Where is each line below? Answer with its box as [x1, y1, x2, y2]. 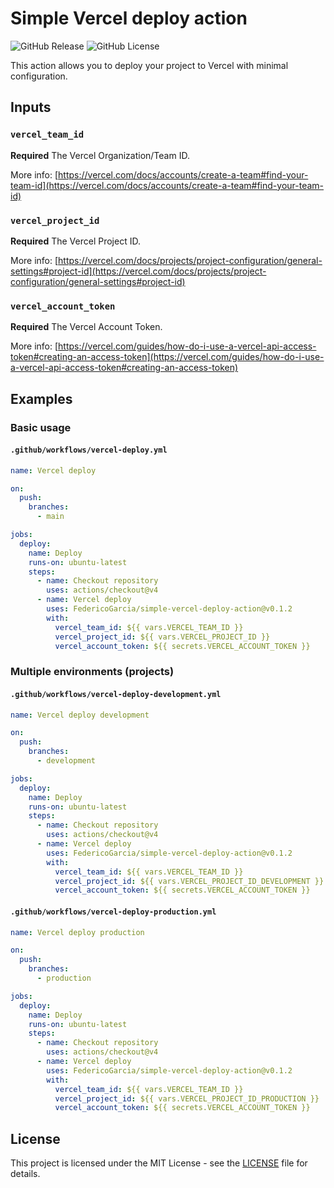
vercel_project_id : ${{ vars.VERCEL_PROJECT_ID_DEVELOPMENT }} [54, 876, 325, 886]
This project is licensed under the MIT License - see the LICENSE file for [10, 1157, 308, 1169]
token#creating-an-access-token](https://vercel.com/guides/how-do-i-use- [10, 351, 325, 363]
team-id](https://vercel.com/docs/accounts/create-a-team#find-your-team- [10, 179, 325, 191]
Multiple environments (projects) [10, 665, 175, 679]
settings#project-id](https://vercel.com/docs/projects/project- [10, 265, 267, 277]
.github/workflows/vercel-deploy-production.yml [10, 907, 217, 917]
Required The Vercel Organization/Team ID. [10, 149, 190, 161]
